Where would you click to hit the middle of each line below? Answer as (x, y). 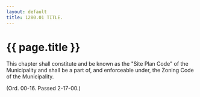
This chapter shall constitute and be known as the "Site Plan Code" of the (97, 64)
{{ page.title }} (43, 47)
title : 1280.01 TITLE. (35, 17)
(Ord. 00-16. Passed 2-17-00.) (44, 89)
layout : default (27, 12)
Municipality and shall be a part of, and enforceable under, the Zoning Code (100, 70)
